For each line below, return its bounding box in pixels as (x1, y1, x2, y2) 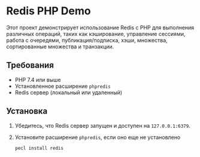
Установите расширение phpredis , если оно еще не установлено (14, 133, 181, 141)
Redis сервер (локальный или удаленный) (14, 88, 123, 96)
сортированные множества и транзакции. (6, 43, 114, 50)
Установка (6, 106, 48, 116)
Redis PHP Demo (6, 4, 91, 18)
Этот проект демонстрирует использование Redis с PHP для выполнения (6, 24, 195, 31)
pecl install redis (14, 145, 64, 151)
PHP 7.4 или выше (14, 76, 61, 83)
